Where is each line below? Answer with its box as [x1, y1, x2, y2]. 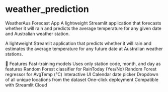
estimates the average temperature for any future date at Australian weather [5, 45, 163, 51]
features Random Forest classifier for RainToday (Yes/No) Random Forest [5, 66, 157, 72]
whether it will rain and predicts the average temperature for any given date [5, 25, 162, 31]
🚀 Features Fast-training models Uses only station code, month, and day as [5, 60, 161, 66]
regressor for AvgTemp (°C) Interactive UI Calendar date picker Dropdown [5, 71, 158, 77]
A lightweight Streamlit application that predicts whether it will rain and [5, 40, 152, 46]
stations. [5, 51, 23, 57]
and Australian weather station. [5, 30, 70, 36]
